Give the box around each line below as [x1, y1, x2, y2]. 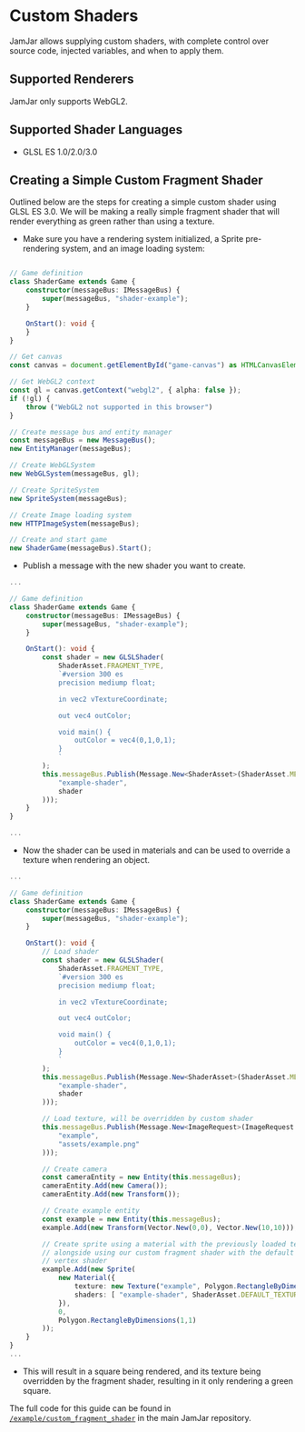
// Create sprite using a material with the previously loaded [42, 1239, 286, 1248]
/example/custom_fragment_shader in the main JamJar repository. [9, 1412, 251, 1423]
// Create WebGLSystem [9, 461, 95, 470]
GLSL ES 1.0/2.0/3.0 [22, 146, 98, 157]
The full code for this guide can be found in [9, 1402, 172, 1414]
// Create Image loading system [9, 510, 132, 519]
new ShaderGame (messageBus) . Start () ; [9, 544, 152, 553]
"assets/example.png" [57, 1139, 141, 1148]
